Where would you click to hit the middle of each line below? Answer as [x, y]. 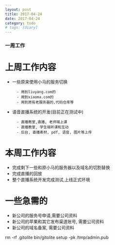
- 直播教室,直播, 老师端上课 [42, 122]
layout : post [18, 9]
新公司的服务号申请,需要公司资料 [45, 215]
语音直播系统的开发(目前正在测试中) [48, 112]
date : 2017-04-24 [23, 18]
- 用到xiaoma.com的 [35, 97]
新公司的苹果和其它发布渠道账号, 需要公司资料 [58, 221]
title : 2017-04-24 [24, 14]
